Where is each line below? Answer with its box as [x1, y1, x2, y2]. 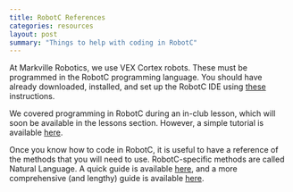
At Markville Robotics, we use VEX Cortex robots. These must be [9, 63, 248, 73]
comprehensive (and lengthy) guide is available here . [9, 173, 205, 184]
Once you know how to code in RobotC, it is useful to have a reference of [9, 145, 279, 155]
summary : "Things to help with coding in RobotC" [9, 38, 198, 47]
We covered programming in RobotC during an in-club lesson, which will [9, 108, 276, 119]
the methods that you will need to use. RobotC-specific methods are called [9, 154, 285, 165]
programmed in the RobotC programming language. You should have [9, 72, 263, 83]
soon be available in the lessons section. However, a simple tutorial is [9, 118, 264, 129]
